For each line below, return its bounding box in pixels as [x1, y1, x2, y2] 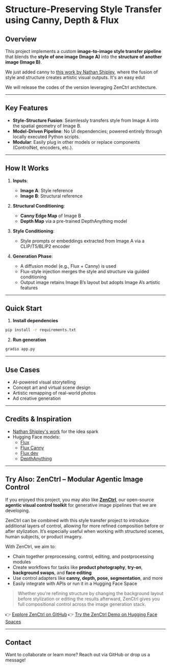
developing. [5, 507, 30, 513]
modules [12, 558, 32, 564]
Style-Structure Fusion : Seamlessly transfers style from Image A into [12, 117, 159, 123]
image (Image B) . [5, 59, 42, 65]
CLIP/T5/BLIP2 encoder [20, 243, 70, 249]
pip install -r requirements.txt [5, 327, 76, 332]
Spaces [5, 619, 21, 625]
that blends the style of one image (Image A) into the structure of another [5, 54, 162, 60]
